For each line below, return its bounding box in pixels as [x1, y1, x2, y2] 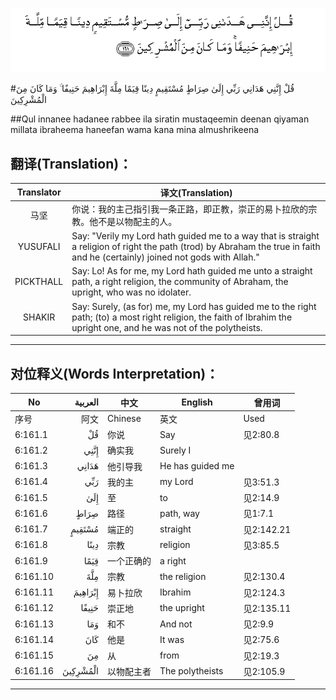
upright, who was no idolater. [71, 286, 192, 298]
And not [159, 618, 193, 630]
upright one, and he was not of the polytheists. [71, 321, 263, 333]
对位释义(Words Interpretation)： [10, 365, 220, 382]
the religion [159, 570, 207, 582]
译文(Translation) [159, 186, 233, 198]
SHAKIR [23, 311, 56, 323]
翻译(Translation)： [10, 155, 133, 172]
